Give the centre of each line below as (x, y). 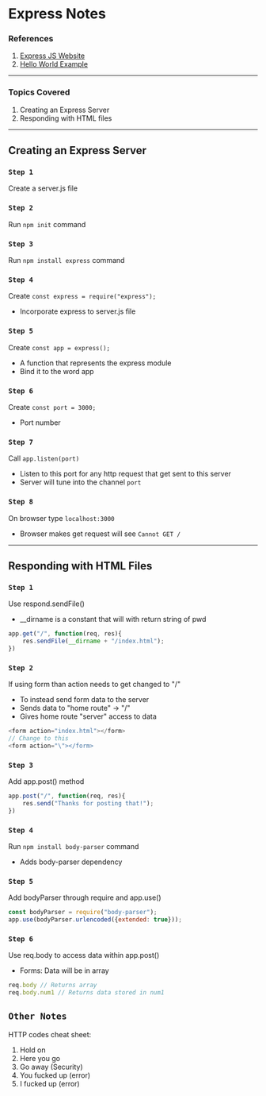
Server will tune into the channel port (80, 482)
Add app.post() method (46, 781)
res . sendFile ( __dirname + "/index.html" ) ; (93, 641)
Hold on (32, 1050)
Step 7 (21, 442)
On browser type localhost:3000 (61, 518)
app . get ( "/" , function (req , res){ (65, 634)
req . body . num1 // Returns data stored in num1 (86, 993)
